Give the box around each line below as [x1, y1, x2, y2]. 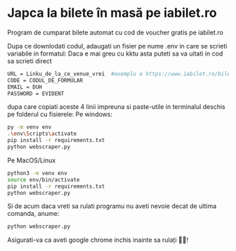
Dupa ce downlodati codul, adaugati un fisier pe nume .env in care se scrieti [7, 41, 228, 50]
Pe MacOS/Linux [7, 156, 56, 165]
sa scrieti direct [7, 56, 53, 65]
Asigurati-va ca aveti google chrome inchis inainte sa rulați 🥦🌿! [7, 236, 188, 244]
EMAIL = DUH [7, 83, 42, 91]
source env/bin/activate [7, 176, 80, 184]
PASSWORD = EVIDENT [7, 90, 65, 97]
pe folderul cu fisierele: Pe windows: [7, 110, 112, 119]
